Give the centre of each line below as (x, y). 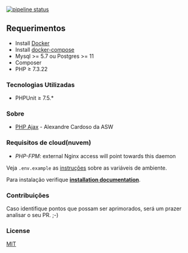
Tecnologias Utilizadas (41, 85)
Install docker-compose (45, 49)
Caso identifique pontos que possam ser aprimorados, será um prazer (94, 209)
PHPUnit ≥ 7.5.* (34, 98)
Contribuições (28, 195)
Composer (28, 62)
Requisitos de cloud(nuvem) (49, 143)
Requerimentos (36, 28)
